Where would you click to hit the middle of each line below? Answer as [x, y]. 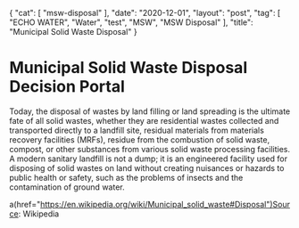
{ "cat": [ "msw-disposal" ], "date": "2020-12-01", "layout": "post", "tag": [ [145, 13]
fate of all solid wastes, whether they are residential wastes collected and [144, 120]
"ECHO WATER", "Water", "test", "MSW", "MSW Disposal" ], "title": [131, 22]
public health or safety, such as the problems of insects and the [126, 177]
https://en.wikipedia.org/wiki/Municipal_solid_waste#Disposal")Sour [165, 204]
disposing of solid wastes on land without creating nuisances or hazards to [147, 167]
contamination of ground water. [67, 187]
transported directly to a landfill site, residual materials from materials [137, 130]
